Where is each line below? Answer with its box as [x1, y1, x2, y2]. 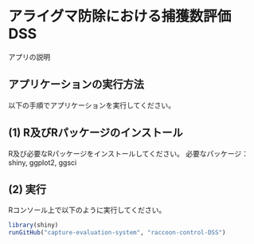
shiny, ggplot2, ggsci [8, 157, 77, 167]
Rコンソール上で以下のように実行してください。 [8, 205, 166, 215]
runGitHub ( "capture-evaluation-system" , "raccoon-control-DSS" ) [8, 229, 226, 237]
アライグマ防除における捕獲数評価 [8, 7, 232, 26]
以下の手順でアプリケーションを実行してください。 [8, 100, 175, 110]
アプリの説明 [8, 52, 50, 61]
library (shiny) [8, 221, 59, 230]
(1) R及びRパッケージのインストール [8, 126, 183, 140]
